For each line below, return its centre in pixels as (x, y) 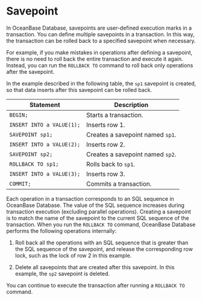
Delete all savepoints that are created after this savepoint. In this (95, 267)
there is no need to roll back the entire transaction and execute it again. (95, 59)
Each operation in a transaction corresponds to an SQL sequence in (90, 198)
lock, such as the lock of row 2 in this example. (73, 255)
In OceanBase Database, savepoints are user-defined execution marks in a (99, 28)
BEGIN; (19, 115)
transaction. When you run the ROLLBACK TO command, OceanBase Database (101, 224)
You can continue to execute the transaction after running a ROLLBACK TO (96, 285)
